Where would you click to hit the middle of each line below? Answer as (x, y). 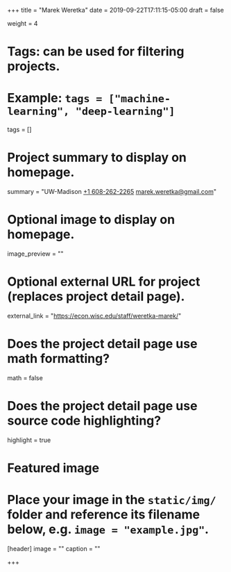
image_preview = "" (35, 254)
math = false (25, 377)
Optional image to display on (91, 220)
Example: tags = (55, 98)
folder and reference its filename (103, 515)
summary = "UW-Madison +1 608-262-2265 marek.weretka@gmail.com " (112, 192)
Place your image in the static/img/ (112, 500)
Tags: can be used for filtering (96, 52)
